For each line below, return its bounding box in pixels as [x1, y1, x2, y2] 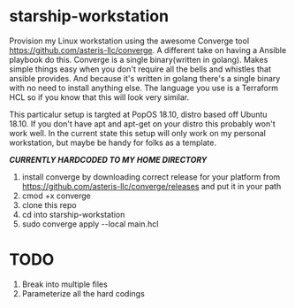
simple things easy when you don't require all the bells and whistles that [9, 64, 272, 74]
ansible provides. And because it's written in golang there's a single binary [9, 73, 281, 83]
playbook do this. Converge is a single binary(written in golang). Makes [9, 54, 269, 65]
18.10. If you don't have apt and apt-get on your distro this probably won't [9, 118, 276, 129]
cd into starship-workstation [21, 209, 125, 219]
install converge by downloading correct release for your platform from [21, 171, 281, 182]
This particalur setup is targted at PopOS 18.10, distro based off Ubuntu [9, 109, 268, 119]
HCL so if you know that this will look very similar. [9, 91, 190, 103]
